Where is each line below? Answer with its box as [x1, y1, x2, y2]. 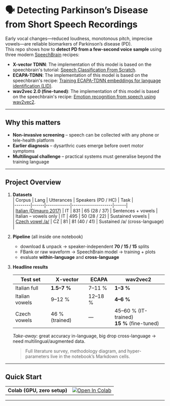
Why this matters [5, 118, 61, 127]
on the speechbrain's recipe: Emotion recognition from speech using [12, 94, 156, 100]
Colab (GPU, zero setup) [8, 387, 67, 394]
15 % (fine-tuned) [114, 320, 159, 327]
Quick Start [5, 373, 42, 381]
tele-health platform [12, 137, 55, 143]
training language [12, 158, 50, 165]
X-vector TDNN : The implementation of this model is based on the [12, 61, 152, 67]
